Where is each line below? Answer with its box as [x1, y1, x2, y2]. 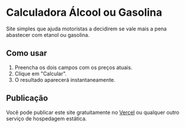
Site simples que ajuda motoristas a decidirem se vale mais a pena [6, 25, 167, 32]
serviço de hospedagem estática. [6, 115, 87, 122]
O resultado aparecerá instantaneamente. [14, 76, 116, 83]
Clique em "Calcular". [14, 70, 67, 77]
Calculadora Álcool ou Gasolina [6, 6, 163, 19]
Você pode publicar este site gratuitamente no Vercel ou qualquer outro [6, 109, 180, 116]
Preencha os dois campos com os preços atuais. [14, 64, 133, 71]
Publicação [6, 94, 48, 103]
